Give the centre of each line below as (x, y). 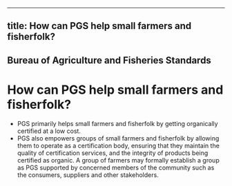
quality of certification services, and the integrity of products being (113, 153)
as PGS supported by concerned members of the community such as (116, 167)
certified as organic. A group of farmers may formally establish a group (118, 160)
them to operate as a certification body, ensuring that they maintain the (118, 145)
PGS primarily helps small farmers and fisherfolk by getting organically (118, 123)
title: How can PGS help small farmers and (99, 26)
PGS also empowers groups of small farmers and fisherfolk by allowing (118, 138)
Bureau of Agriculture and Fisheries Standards (109, 60)
